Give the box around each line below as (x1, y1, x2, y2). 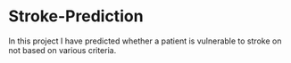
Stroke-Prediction (8, 6, 144, 27)
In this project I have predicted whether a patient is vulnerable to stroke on (8, 35, 282, 46)
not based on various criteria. (8, 44, 117, 55)
